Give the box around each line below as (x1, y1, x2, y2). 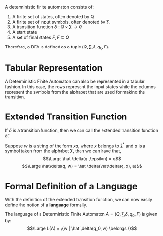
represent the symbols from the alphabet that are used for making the (5, 89, 145, 94)
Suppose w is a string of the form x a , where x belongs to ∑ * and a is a (5, 142, 145, 149)
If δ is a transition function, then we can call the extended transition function (5, 127, 159, 133)
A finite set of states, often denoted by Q (12, 14, 94, 19)
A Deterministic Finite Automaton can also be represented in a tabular (5, 78, 145, 84)
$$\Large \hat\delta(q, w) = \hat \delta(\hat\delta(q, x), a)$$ (21, 164, 143, 169)
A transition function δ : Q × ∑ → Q (12, 24, 82, 30)
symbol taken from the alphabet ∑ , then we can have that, (5, 148, 121, 154)
